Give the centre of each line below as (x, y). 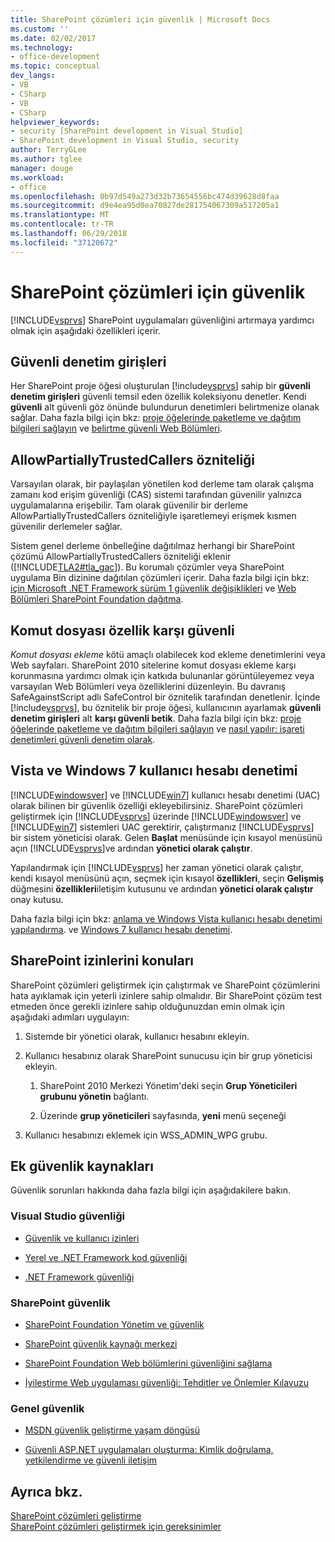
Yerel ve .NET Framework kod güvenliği (106, 1257)
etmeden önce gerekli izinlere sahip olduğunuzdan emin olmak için (147, 1006)
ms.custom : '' (40, 29)
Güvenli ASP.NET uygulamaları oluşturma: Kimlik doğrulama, (149, 1450)
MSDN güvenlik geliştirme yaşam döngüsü (112, 1430)
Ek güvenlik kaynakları (82, 1166)
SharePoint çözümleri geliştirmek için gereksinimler (116, 1527)
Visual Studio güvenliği (67, 1216)
